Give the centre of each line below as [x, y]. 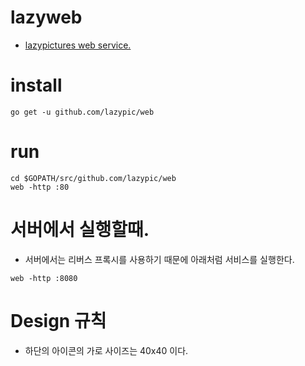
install [36, 85]
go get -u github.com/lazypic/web [82, 112]
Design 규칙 [58, 320]
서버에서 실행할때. [80, 230]
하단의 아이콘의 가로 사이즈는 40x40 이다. [106, 350]
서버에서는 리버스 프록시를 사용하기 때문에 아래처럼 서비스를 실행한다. [159, 259]
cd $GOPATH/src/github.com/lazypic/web [93, 178]
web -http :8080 [44, 278]
